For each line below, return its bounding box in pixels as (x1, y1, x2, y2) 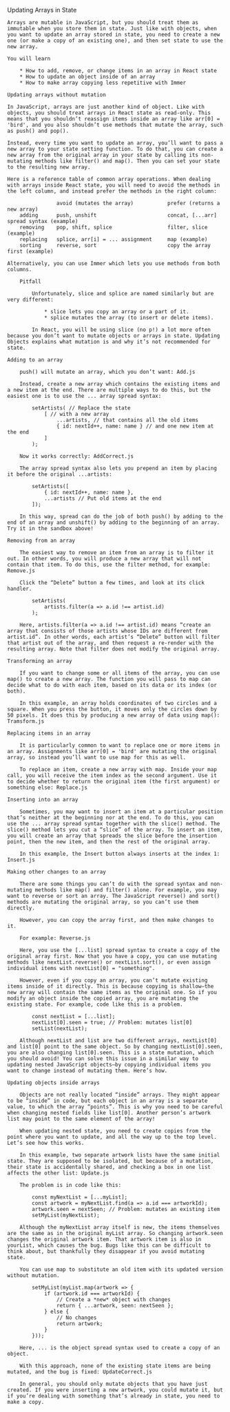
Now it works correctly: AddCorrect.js (19, 453, 134, 460)
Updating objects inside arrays (7, 1079, 100, 1086)
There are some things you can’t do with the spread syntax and (19, 881, 208, 887)
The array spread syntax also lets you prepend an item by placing (19, 465, 217, 472)
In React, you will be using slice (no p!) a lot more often (32, 326, 211, 333)
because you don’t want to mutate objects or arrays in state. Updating (7, 333, 220, 339)
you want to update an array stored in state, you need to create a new (7, 31, 220, 38)
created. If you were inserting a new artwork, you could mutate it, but (7, 1387, 224, 1393)
